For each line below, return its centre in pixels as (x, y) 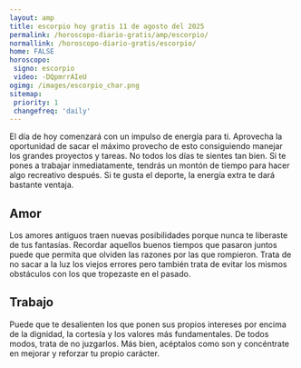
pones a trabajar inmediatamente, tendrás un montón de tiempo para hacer (150, 165)
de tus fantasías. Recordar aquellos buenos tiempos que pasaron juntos (144, 245)
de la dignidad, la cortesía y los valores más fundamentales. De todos (139, 333)
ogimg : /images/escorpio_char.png (75, 85)
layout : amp (32, 18)
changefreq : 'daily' (52, 111)
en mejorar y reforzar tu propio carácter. (85, 353)
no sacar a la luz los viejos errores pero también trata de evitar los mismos (148, 264)
